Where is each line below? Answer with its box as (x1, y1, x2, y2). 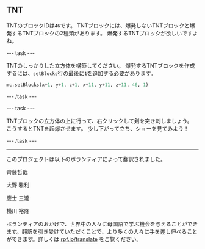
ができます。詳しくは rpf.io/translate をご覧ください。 (6, 235, 142, 243)
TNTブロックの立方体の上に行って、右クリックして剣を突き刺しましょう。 (6, 117, 193, 125)
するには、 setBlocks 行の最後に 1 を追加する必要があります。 (6, 70, 157, 77)
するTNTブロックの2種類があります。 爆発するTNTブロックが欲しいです (11, 29, 193, 37)
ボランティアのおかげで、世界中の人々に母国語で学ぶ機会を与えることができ (6, 220, 198, 228)
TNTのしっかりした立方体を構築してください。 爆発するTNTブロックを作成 (6, 62, 195, 69)
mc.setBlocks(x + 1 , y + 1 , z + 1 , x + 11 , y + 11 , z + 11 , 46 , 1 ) (6, 82, 149, 88)
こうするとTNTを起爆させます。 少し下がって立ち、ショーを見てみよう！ (6, 125, 189, 132)
